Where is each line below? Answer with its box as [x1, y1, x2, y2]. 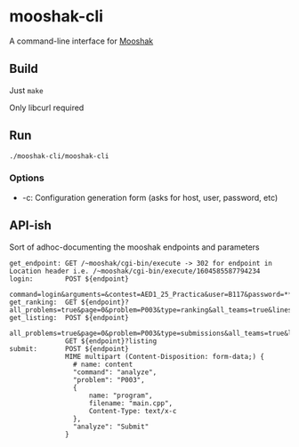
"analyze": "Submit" [72, 422, 149, 431]
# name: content [72, 360, 133, 369]
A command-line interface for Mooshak [9, 36, 154, 46]
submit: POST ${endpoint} [9, 344, 129, 353]
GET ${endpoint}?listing [65, 336, 158, 346]
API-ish [9, 218, 52, 233]
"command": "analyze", [72, 367, 158, 377]
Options [9, 172, 44, 184]
